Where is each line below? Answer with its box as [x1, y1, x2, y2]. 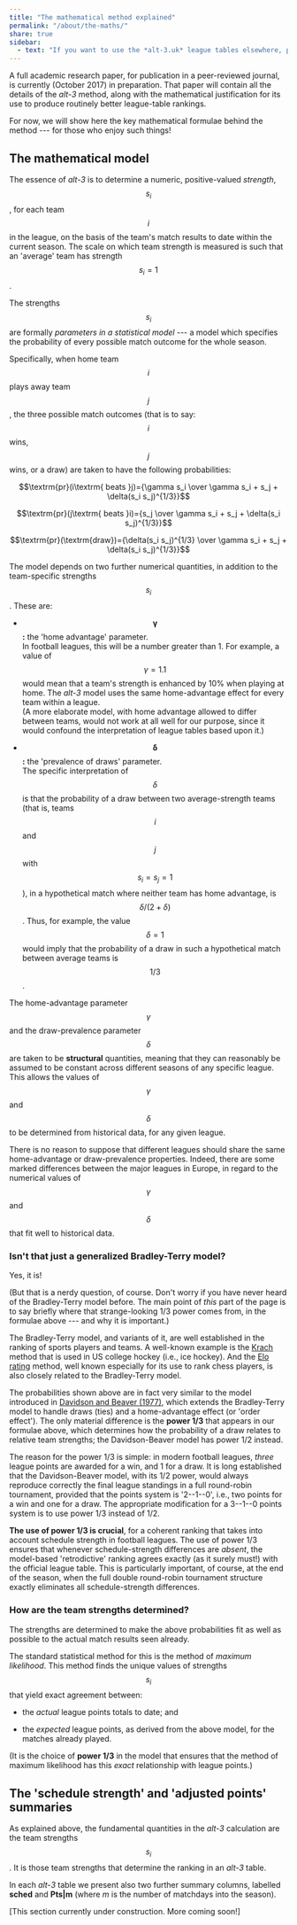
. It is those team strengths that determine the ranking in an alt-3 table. [9, 1862, 267, 1873]
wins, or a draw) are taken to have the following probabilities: [9, 464, 232, 475]
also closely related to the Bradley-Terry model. [9, 1370, 182, 1381]
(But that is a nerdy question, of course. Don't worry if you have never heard [9, 1287, 287, 1298]
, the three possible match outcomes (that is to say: [9, 409, 196, 420]
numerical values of [9, 1172, 81, 1183]
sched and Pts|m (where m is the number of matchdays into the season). [9, 1889, 277, 1899]
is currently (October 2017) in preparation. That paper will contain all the [9, 80, 272, 90]
